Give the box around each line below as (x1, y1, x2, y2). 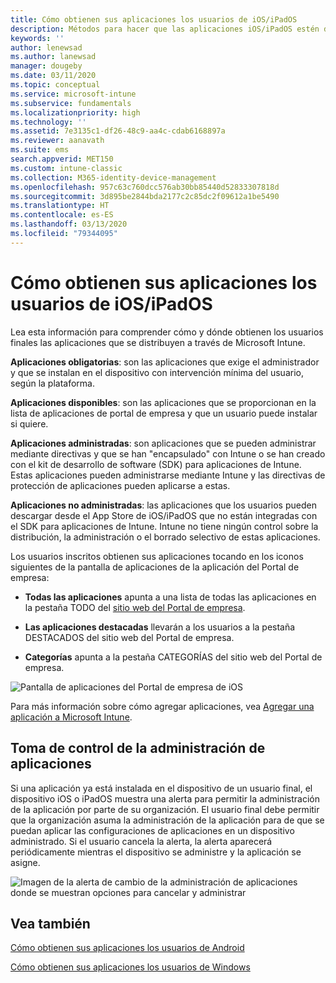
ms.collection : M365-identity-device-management (10, 172, 217, 183)
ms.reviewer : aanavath (10, 136, 105, 146)
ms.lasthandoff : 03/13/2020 (10, 219, 128, 230)
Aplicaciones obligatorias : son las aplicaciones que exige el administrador (10, 356, 320, 368)
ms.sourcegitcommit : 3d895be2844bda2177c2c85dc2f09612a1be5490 (10, 191, 280, 201)
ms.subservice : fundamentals (10, 98, 132, 108)
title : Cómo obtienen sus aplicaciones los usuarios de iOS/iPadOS (10, 14, 298, 25)
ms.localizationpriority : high (10, 107, 141, 118)
